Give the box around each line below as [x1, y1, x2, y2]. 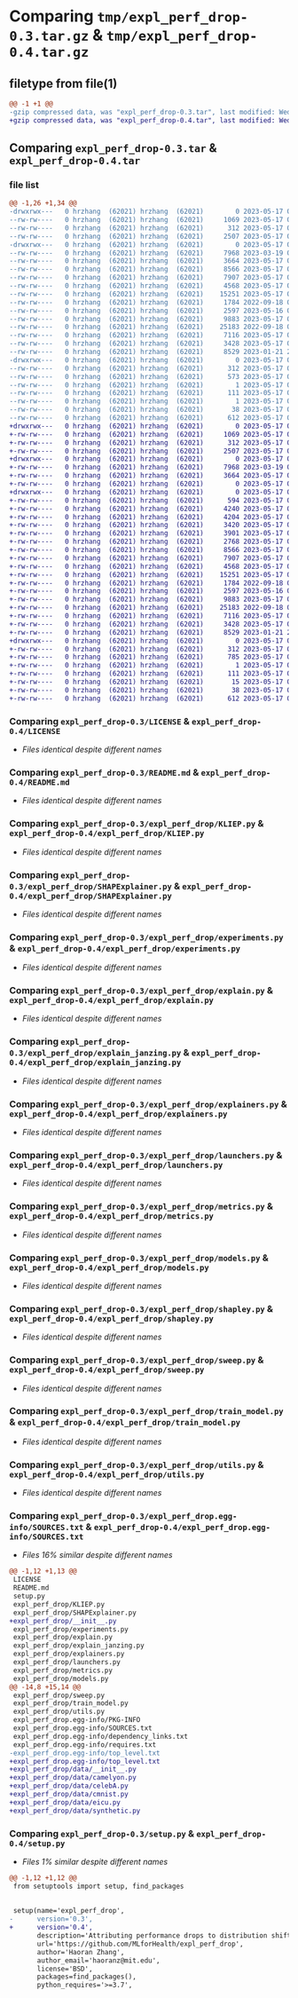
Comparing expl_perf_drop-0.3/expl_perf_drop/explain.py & [9, 984, 273, 997]
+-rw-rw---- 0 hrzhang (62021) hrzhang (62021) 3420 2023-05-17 [9, 521, 284, 530]
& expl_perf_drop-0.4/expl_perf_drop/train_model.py [9, 1416, 241, 1428]
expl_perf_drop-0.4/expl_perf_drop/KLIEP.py [9, 828, 205, 839]
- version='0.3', [9, 1915, 93, 1923]
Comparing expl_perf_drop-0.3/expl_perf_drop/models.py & [9, 1252, 269, 1264]
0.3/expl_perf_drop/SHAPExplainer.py [9, 881, 173, 891]
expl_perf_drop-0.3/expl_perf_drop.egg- [60, 1512, 238, 1521]
